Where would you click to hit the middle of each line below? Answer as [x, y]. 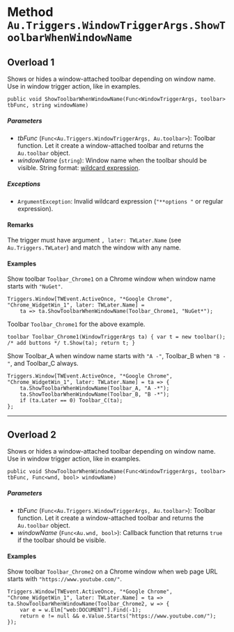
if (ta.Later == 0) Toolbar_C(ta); [71, 401]
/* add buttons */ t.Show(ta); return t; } [71, 343]
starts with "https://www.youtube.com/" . [64, 579]
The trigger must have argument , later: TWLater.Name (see [94, 240]
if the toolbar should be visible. [62, 540]
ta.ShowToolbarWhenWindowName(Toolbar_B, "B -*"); [95, 394]
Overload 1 [31, 62]
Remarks [21, 224]
